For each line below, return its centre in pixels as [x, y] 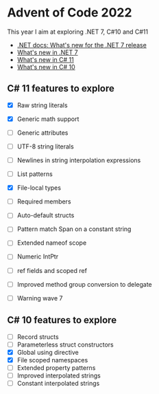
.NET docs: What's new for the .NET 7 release [82, 45]
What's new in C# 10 [46, 67]
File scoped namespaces [52, 360]
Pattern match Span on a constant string [74, 229]
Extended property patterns [56, 368]
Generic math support [48, 119]
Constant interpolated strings [58, 383]
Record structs [38, 337]
